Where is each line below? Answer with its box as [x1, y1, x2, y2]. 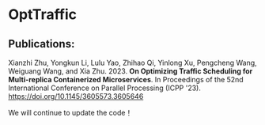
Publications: [8, 37, 75, 51]
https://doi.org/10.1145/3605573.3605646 [8, 92, 144, 100]
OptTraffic [8, 6, 78, 24]
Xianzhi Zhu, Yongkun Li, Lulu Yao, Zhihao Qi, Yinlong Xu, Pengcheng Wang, [8, 58, 257, 67]
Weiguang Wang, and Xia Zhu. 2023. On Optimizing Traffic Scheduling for [8, 66, 253, 76]
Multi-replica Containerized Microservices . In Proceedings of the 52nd [8, 75, 244, 84]
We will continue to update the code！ [8, 108, 133, 117]
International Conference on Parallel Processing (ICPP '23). [8, 83, 202, 93]
